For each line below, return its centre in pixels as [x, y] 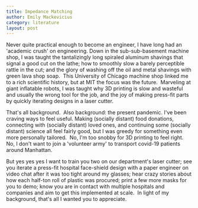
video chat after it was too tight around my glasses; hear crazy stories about [99, 174]
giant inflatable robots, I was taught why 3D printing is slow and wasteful [95, 88]
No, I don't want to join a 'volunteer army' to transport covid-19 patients [93, 144]
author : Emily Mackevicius [39, 17]
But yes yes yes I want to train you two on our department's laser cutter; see [99, 161]
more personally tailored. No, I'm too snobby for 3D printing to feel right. [95, 138]
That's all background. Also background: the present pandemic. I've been [96, 113]
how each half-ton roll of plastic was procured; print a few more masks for [97, 180]
